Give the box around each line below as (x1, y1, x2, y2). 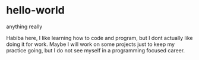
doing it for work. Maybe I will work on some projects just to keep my (6, 41, 175, 48)
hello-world (6, 4, 65, 17)
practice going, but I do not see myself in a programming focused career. (6, 46, 185, 54)
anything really (6, 23, 43, 30)
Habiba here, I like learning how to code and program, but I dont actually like (6, 34, 193, 41)
